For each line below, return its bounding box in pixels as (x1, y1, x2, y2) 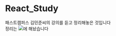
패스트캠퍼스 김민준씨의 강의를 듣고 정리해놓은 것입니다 (5, 19, 111, 25)
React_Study (5, 3, 59, 14)
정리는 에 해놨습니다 (5, 25, 48, 32)
